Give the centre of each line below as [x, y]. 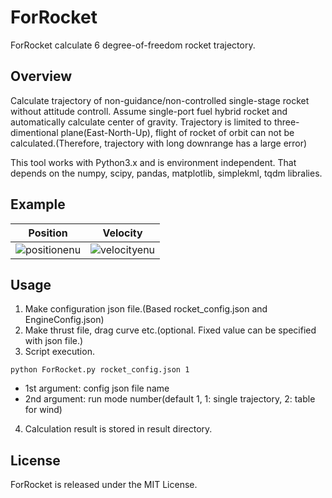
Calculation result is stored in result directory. [118, 429]
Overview [41, 76]
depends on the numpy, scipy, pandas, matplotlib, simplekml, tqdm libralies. [166, 173]
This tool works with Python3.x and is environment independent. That [153, 162]
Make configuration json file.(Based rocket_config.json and [146, 309]
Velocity [122, 233]
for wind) [43, 410]
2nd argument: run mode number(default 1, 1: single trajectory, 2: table [170, 399]
